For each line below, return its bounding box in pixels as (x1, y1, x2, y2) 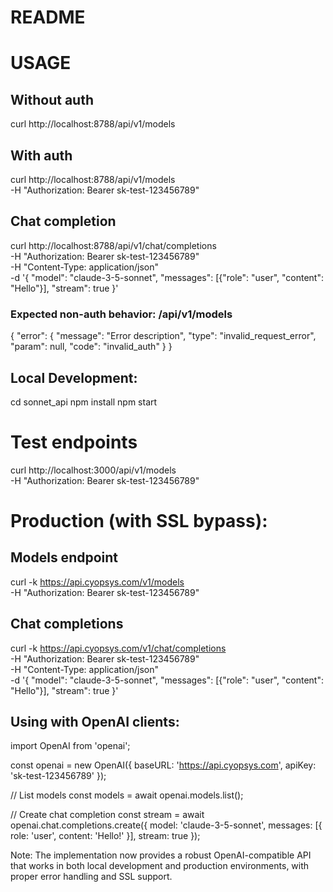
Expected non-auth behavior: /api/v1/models (10, 307, 233, 321)
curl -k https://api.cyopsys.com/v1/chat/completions (10, 642, 227, 654)
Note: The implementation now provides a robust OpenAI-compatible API (10, 849, 312, 861)
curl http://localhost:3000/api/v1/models (10, 464, 177, 476)
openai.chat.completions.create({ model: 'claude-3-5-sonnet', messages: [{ (10, 819, 323, 831)
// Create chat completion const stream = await (10, 809, 205, 821)
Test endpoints (10, 431, 138, 454)
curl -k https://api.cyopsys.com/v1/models (10, 576, 185, 588)
